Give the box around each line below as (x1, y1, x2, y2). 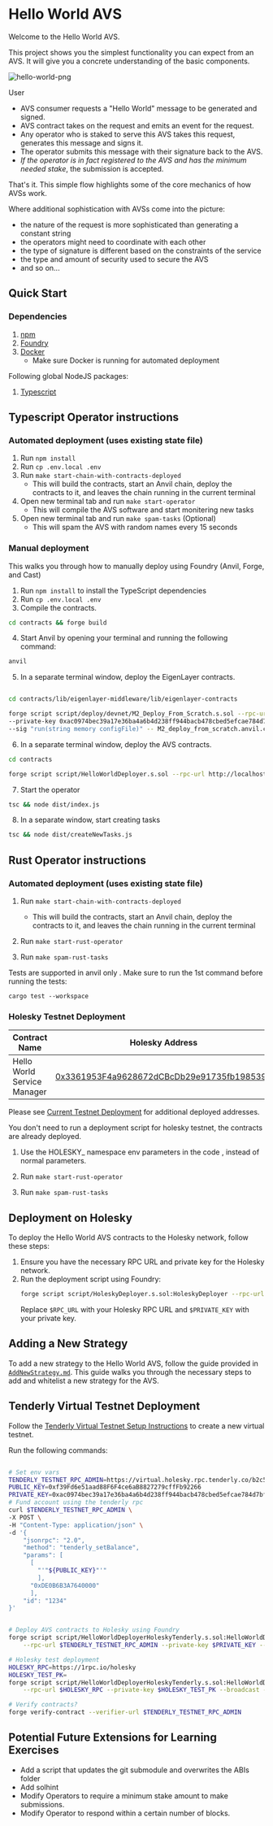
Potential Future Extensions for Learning (8, 1731, 217, 1745)
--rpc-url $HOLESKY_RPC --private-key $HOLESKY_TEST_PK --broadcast (23, 1686, 260, 1694)
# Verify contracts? (8, 1701, 79, 1709)
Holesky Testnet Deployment (8, 1011, 126, 1022)
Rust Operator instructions (8, 853, 146, 867)
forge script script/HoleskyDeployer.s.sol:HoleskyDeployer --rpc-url (19, 1290, 265, 1298)
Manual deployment (8, 542, 89, 554)
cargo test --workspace (8, 993, 89, 1001)
